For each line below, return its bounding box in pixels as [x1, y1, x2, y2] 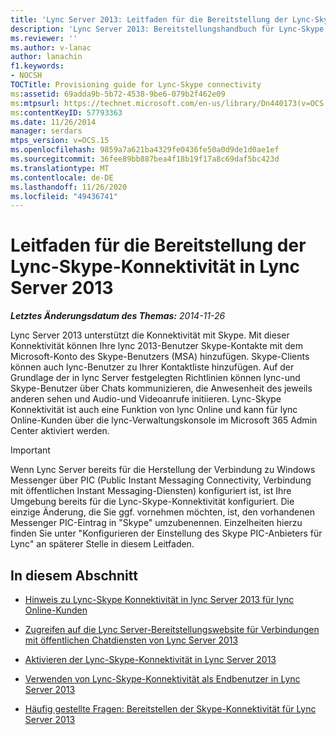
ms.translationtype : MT [10, 163, 110, 173]
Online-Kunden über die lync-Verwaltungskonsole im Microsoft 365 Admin [10, 414, 318, 426]
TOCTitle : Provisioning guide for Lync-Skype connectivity [10, 80, 262, 90]
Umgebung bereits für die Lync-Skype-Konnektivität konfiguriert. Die [10, 496, 295, 508]
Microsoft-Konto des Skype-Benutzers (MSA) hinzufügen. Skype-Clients [10, 351, 310, 363]
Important [10, 444, 51, 456]
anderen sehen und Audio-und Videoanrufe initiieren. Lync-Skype [10, 393, 282, 405]
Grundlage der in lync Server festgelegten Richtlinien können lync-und [10, 372, 301, 384]
